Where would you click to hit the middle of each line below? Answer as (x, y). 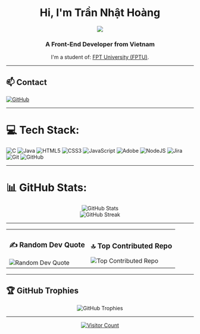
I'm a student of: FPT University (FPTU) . (100, 57)
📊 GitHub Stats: (47, 188)
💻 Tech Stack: (43, 130)
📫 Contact (27, 82)
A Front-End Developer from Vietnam (100, 44)
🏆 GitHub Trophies (43, 291)
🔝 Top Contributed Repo (132, 246)
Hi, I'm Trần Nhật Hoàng (100, 13)
